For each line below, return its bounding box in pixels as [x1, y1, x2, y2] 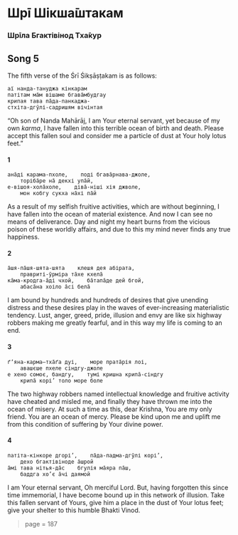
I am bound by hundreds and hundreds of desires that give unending [7, 296, 208, 304]
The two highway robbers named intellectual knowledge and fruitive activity [7, 390, 229, 398]
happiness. [7, 233, 40, 241]
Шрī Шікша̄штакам [7, 5, 124, 21]
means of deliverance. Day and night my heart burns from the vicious [7, 217, 211, 226]
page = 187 [24, 519, 58, 528]
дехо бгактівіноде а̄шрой [20, 458, 94, 465]
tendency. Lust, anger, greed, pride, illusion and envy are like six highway [7, 311, 222, 320]
